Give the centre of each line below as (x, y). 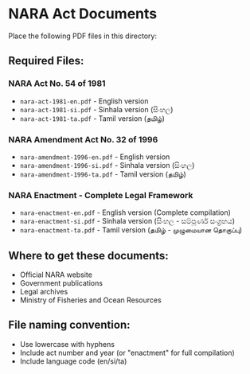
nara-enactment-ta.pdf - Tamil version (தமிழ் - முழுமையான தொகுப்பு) (131, 230)
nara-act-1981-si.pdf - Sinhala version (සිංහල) (96, 109)
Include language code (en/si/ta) (73, 361)
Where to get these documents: (88, 255)
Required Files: (46, 61)
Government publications (61, 283)
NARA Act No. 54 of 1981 (57, 84)
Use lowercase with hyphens (67, 344)
